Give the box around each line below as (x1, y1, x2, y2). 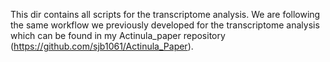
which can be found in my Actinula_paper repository (10, 30, 226, 41)
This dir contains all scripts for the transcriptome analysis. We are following (10, 9, 321, 20)
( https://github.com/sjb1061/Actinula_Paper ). (10, 40, 194, 52)
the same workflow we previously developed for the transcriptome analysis (10, 19, 320, 31)
